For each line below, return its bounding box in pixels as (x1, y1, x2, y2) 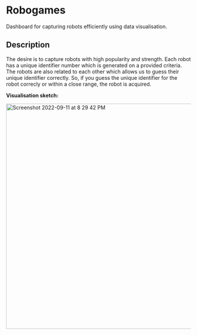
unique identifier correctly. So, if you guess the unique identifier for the (6, 74, 178, 81)
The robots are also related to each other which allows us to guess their (6, 68, 179, 75)
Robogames (6, 4, 66, 17)
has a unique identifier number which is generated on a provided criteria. (6, 62, 182, 69)
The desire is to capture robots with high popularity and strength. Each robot (6, 55, 191, 62)
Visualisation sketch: (6, 92, 59, 99)
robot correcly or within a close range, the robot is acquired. (6, 80, 151, 87)
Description (6, 40, 50, 50)
